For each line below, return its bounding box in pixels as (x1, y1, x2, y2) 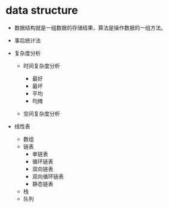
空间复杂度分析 (23, 110, 60, 117)
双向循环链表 (32, 173, 64, 180)
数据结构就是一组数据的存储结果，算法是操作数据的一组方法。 (14, 24, 167, 31)
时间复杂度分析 (23, 62, 60, 69)
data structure (5, 4, 78, 17)
